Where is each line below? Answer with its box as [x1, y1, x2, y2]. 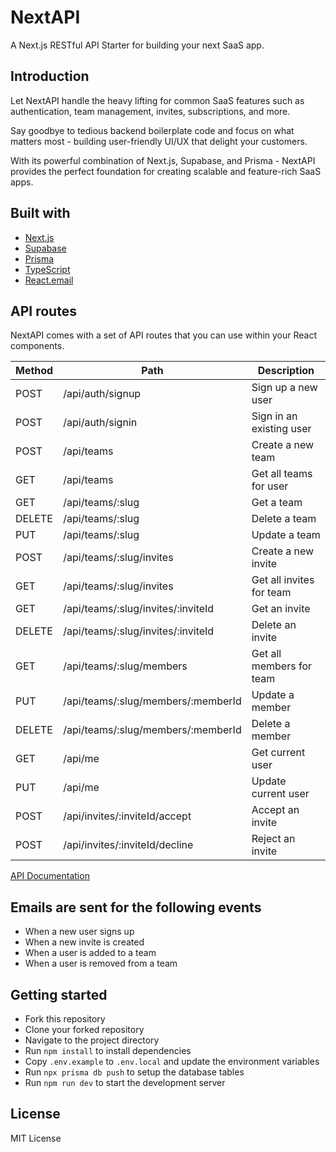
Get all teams [251, 467, 313, 481]
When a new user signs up [24, 926, 135, 938]
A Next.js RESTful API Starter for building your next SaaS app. [10, 39, 265, 51]
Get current [251, 746, 306, 760]
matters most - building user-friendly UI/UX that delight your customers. [10, 135, 308, 147]
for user [251, 479, 289, 493]
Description [257, 364, 315, 378]
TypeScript [24, 263, 71, 275]
